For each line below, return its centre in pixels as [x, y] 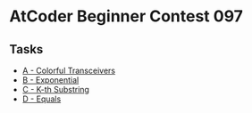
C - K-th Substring [55, 89]
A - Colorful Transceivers [69, 70]
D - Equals [42, 99]
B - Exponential [50, 80]
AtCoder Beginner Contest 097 [126, 16]
